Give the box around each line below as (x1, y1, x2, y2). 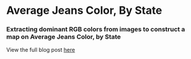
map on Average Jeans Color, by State (6, 33, 121, 41)
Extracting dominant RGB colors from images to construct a (6, 25, 186, 34)
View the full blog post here (6, 46, 75, 54)
